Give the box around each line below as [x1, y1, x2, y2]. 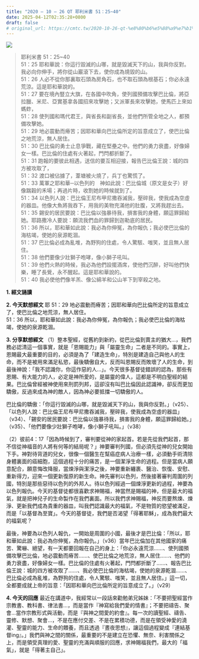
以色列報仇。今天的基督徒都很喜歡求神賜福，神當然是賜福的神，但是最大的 [6, 487, 188, 495]
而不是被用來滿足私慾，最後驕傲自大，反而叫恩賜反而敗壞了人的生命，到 [16, 359, 193, 366]
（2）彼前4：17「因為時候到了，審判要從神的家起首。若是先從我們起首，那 [6, 436, 190, 443]
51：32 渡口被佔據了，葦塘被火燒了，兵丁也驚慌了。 [20, 172, 148, 179]
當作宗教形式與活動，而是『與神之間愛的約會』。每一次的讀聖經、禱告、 [15, 609, 190, 616]
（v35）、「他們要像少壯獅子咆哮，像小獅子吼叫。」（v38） [6, 423, 144, 430]
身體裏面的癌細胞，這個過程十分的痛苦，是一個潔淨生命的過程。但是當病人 [6, 458, 188, 465]
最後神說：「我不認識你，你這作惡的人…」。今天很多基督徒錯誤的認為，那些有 [6, 366, 192, 373]
